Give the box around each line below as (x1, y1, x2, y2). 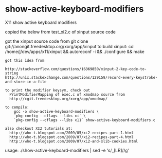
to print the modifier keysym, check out (5, 88, 90, 93)
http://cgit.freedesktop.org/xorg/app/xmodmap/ (9, 96, 108, 101)
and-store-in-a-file (5, 79, 47, 84)
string (5, 70, 18, 76)
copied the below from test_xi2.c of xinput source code (5, 29, 116, 35)
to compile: (5, 105, 29, 110)
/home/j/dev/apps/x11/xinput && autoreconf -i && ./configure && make (5, 49, 145, 54)
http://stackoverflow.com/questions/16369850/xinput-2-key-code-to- (5, 67, 147, 71)
